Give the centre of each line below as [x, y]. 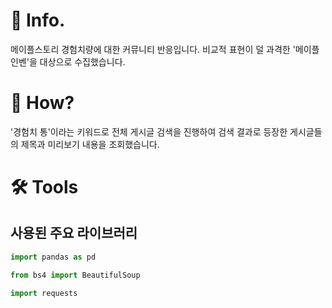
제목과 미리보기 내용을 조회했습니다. [90, 144]
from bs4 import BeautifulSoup [75, 275]
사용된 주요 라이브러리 [74, 233]
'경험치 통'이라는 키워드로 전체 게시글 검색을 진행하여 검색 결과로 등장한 [149, 131]
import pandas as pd [53, 257]
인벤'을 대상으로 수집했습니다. [68, 61]
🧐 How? [42, 103]
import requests [44, 293]
